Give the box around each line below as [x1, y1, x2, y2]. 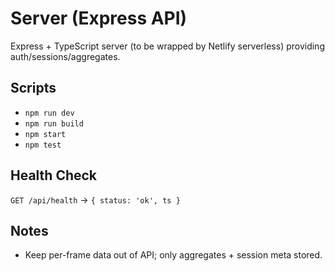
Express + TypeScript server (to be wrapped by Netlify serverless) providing [10, 40, 325, 52]
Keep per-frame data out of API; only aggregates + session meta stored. [24, 249, 323, 261]
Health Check [10, 167, 98, 184]
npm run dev [24, 108, 75, 118]
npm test [24, 140, 62, 150]
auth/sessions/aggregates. [10, 50, 121, 62]
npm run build [24, 118, 84, 129]
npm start [24, 129, 67, 139]
